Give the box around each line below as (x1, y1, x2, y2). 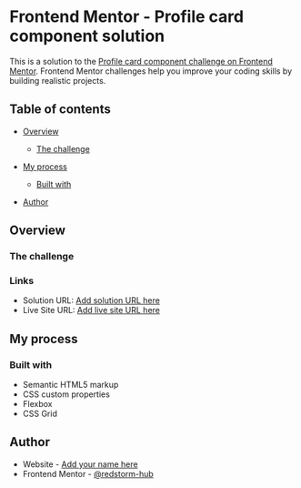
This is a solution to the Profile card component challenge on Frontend (9, 56, 273, 66)
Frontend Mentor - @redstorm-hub (22, 468, 155, 479)
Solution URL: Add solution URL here (22, 295, 161, 306)
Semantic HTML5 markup (22, 380, 119, 391)
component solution (9, 25, 166, 46)
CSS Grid (22, 408, 57, 420)
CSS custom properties (22, 389, 111, 400)
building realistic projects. (9, 75, 106, 86)
